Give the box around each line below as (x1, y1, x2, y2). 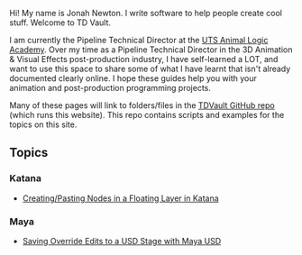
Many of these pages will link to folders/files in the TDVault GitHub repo (9, 100, 275, 111)
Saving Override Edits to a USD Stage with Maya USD (22, 235, 222, 246)
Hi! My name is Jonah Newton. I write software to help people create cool (9, 8, 282, 18)
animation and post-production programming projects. (9, 83, 212, 93)
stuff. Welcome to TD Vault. (9, 17, 111, 28)
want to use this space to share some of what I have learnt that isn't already (9, 63, 291, 74)
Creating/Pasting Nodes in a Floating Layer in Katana (22, 193, 219, 204)
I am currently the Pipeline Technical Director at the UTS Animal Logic (9, 35, 269, 45)
